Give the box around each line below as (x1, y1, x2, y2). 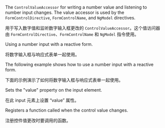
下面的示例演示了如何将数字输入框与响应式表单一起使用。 (5, 77, 123, 83)
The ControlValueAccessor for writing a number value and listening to (5, 4, 147, 10)
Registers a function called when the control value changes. (5, 107, 129, 113)
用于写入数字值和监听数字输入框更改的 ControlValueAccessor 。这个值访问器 (5, 25, 161, 31)
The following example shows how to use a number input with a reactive (5, 62, 154, 67)
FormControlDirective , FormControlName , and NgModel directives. (5, 15, 136, 20)
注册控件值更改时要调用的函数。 (5, 118, 71, 124)
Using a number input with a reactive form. (5, 41, 93, 47)
